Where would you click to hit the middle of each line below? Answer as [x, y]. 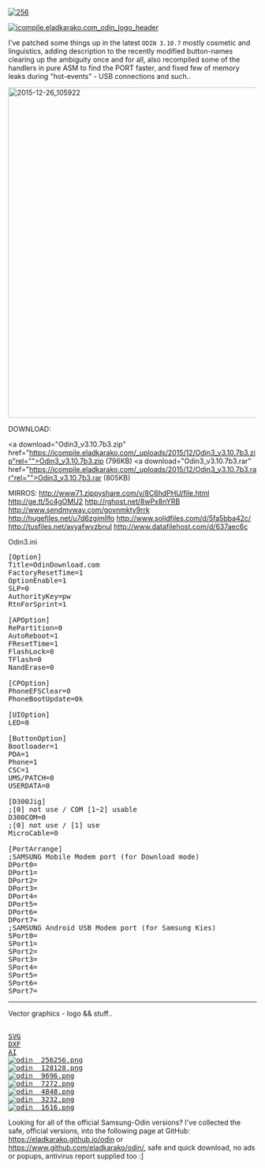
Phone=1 [23, 762]
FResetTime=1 [34, 644]
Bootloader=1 [34, 746]
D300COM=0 [27, 817]
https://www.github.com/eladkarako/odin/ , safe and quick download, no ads [132, 1147]
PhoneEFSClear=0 [39, 691]
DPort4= [23, 896]
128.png [68, 1068]
